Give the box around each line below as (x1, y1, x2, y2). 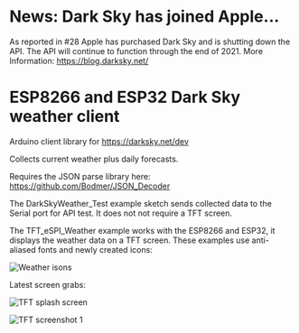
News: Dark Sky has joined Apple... (9, 6, 280, 27)
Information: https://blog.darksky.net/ (9, 55, 149, 66)
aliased (9, 244, 36, 254)
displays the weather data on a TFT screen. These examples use (9, 235, 250, 245)
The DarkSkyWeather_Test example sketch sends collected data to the (9, 198, 273, 208)
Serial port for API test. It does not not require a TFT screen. (9, 208, 233, 218)
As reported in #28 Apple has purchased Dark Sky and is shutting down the (9, 36, 291, 47)
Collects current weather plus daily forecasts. (9, 153, 179, 164)
